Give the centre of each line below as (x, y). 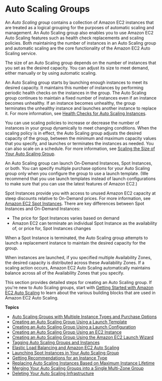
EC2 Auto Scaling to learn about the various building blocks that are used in (80, 293)
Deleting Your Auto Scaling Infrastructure (53, 373)
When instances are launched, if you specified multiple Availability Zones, (78, 257)
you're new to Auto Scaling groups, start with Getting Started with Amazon (79, 287)
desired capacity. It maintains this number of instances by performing (74, 87)
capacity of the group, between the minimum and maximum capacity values (81, 138)
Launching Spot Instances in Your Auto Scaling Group (66, 352)
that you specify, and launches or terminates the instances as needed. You (79, 143)
